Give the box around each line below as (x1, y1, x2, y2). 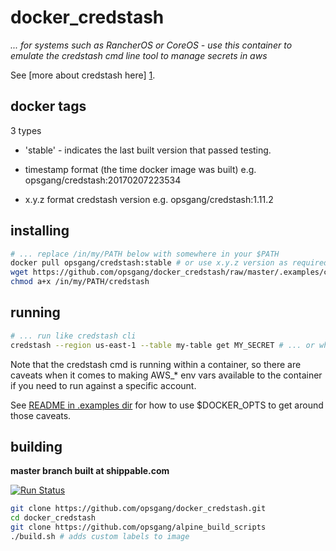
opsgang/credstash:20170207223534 (24, 174, 182, 186)
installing (10, 222, 70, 240)
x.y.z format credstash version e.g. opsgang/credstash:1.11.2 (24, 193, 274, 205)
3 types (10, 124, 42, 136)
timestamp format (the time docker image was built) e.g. (24, 163, 257, 175)
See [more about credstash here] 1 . (10, 69, 156, 81)
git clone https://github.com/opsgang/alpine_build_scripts (10, 522, 267, 533)
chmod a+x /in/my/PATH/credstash (10, 277, 150, 287)
